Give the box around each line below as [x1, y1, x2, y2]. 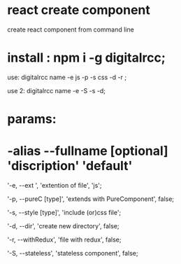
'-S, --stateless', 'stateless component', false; [7, 249, 138, 257]
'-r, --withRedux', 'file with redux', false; [7, 235, 122, 244]
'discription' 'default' [7, 158, 133, 174]
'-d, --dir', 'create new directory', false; [7, 222, 120, 230]
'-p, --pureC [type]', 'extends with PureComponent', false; [7, 195, 175, 203]
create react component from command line [7, 25, 134, 34]
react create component [7, 2, 150, 18]
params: [7, 111, 57, 127]
